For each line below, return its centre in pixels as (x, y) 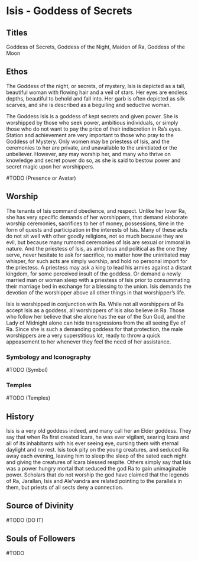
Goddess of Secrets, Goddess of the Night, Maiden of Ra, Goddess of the (95, 47)
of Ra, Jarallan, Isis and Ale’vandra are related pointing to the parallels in (94, 481)
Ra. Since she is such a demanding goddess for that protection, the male (95, 329)
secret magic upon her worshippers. (50, 166)
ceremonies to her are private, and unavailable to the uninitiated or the (92, 147)
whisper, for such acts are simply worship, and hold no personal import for (97, 261)
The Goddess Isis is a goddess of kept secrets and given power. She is (92, 116)
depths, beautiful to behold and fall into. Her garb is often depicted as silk (95, 98)
